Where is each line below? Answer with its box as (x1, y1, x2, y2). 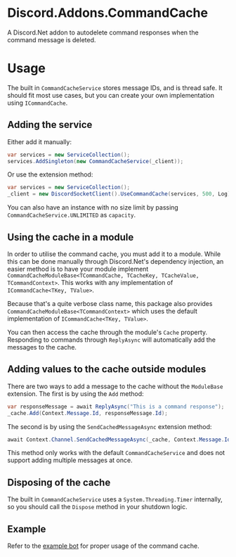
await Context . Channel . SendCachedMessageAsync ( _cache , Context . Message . (7, 436, 225, 443)
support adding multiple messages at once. (7, 456, 133, 465)
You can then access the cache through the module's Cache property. (7, 328, 208, 336)
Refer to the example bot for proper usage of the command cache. (7, 542, 200, 550)
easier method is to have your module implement (7, 265, 149, 273)
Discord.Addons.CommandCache (7, 5, 209, 21)
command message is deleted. (7, 35, 96, 44)
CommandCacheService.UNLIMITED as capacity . (7, 211, 136, 219)
